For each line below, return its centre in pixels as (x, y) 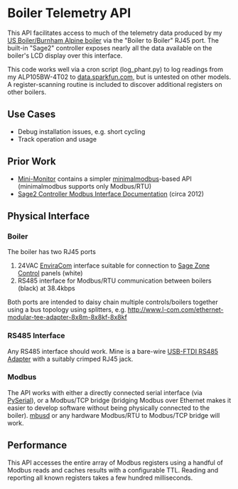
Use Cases (32, 114)
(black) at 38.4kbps (47, 288)
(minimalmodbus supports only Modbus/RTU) (85, 186)
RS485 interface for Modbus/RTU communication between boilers (114, 281)
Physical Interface (49, 216)
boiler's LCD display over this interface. (65, 56)
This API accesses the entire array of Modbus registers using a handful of (115, 462)
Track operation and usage (57, 139)
